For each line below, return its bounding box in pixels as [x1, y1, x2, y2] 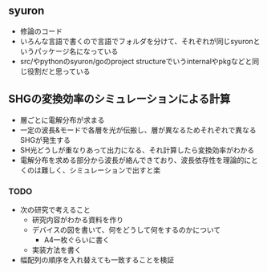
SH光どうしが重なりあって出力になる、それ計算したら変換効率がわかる [19, 145, 255, 155]
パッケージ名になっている [34, 46, 119, 56]
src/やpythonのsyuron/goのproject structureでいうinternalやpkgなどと [19, 56, 253, 66]
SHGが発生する [19, 135, 71, 144]
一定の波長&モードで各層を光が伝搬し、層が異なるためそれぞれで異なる [19, 125, 257, 135]
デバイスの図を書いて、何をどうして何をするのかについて [31, 225, 221, 234]
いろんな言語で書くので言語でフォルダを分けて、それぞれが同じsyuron [19, 36, 254, 46]
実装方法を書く [31, 245, 82, 254]
